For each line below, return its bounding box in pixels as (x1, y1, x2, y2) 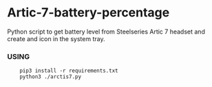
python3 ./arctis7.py (19, 73, 81, 80)
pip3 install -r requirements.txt (19, 67, 118, 75)
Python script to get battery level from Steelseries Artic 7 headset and (7, 27, 205, 36)
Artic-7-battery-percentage (7, 5, 170, 21)
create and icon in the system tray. (7, 34, 105, 42)
